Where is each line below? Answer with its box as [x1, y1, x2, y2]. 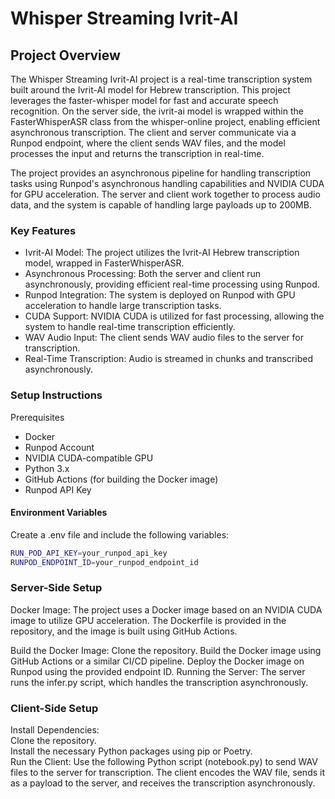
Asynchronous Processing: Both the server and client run [24, 268, 262, 280]
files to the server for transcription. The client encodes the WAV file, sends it [10, 767, 325, 779]
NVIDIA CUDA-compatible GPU [24, 452, 154, 464]
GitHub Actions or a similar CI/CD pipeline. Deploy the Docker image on [10, 655, 305, 667]
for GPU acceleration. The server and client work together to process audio [10, 188, 321, 200]
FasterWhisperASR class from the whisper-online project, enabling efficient [10, 116, 321, 127]
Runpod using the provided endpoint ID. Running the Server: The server [10, 665, 306, 677]
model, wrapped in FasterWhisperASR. [24, 257, 185, 269]
